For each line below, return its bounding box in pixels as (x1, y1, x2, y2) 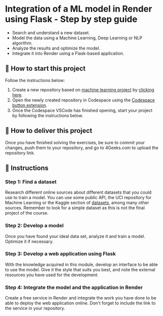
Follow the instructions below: (5, 77, 65, 83)
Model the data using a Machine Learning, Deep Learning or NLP (12, 35, 143, 41)
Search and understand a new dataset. (12, 30, 90, 35)
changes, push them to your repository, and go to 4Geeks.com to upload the (5, 145, 159, 150)
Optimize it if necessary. (5, 238, 54, 244)
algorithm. (12, 40, 33, 46)
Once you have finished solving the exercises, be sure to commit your (5, 139, 145, 145)
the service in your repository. (5, 305, 65, 311)
